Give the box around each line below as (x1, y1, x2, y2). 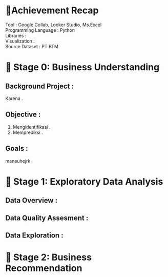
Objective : (5, 110, 41, 119)
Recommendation (5, 263, 82, 274)
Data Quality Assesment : (5, 213, 89, 222)
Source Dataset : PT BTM (5, 43, 59, 49)
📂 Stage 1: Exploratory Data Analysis (5, 175, 163, 187)
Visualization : (5, 38, 35, 44)
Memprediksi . (12, 129, 44, 135)
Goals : (5, 144, 28, 153)
